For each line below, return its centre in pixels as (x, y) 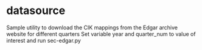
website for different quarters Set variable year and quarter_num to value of (101, 34)
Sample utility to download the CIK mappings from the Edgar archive (92, 27)
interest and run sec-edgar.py (44, 40)
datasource (36, 11)
